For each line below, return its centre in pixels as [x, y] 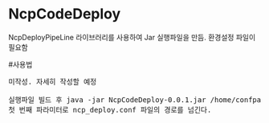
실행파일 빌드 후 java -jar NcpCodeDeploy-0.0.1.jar [107, 100]
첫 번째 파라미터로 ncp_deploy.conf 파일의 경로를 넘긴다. [110, 110]
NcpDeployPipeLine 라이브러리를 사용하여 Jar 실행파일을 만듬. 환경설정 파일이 [132, 37]
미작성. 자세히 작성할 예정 [53, 82]
